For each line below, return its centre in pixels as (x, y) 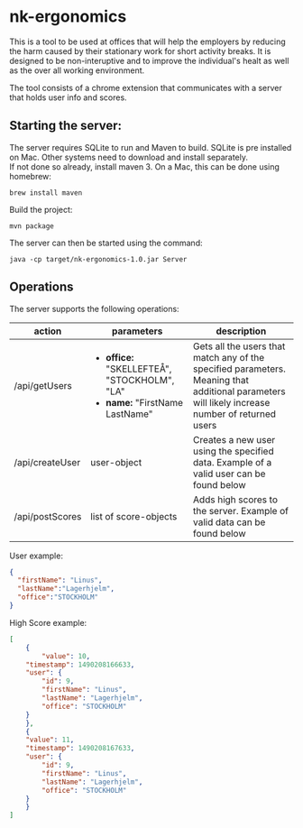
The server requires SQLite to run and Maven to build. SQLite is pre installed (151, 147)
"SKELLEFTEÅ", (138, 369)
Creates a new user (234, 439)
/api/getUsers (43, 385)
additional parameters (239, 391)
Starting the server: (66, 126)
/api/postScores (48, 516)
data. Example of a (232, 462)
